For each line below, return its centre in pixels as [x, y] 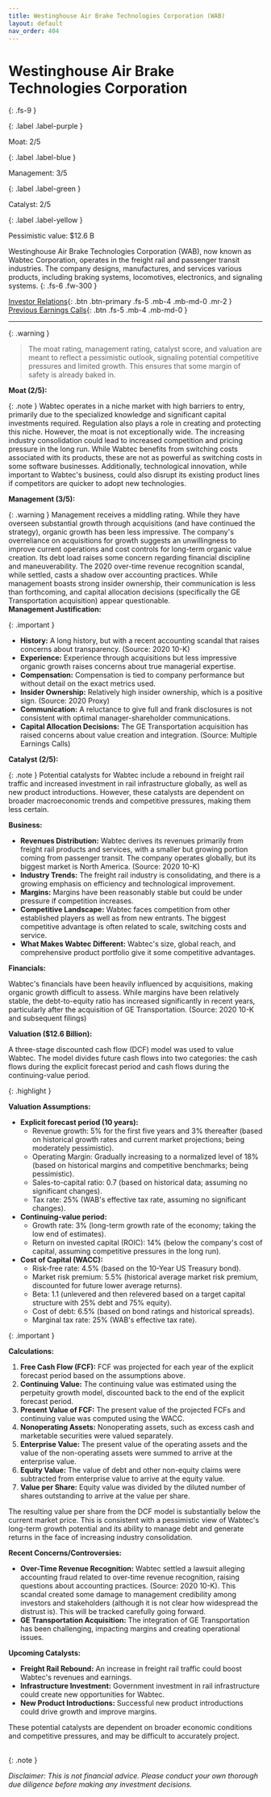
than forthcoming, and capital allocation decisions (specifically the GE [124, 592]
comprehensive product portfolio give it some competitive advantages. [138, 953]
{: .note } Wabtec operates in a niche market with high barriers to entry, [127, 406]
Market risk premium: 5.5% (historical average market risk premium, [145, 1277]
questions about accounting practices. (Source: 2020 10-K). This [128, 1586]
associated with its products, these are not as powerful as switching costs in [135, 458]
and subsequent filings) [48, 1018]
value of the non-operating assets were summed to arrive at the [126, 1453]
